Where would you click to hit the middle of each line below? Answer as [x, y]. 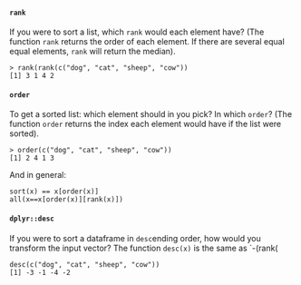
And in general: [38, 175]
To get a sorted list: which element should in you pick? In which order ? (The [151, 114]
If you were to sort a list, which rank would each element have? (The [137, 32]
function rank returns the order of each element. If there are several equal [147, 42]
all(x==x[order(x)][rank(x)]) [67, 200]
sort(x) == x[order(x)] [54, 192]
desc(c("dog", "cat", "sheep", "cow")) [85, 264]
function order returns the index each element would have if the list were [146, 124]
